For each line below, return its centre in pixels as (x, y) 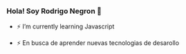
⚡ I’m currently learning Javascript (65, 26)
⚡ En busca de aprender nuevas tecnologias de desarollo (98, 43)
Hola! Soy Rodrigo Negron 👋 (54, 11)
